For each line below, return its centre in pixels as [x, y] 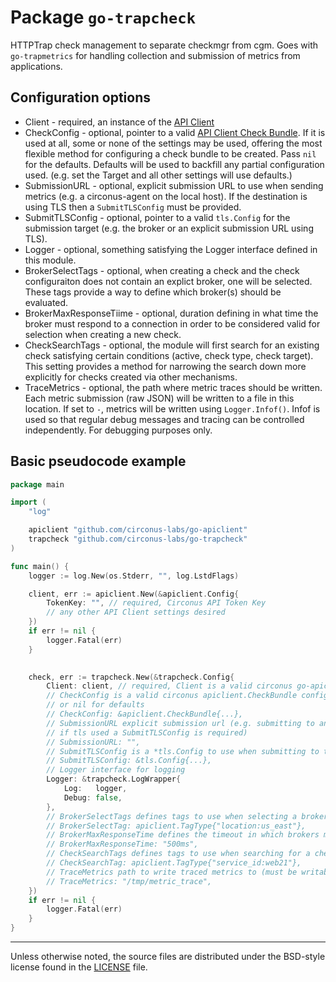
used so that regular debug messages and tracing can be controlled [164, 419]
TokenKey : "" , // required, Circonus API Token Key [156, 603]
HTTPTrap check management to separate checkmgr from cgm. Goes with [164, 45]
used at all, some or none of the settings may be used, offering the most [173, 143]
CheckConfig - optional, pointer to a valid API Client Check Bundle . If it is [175, 132]
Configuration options [81, 97]
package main [37, 484]
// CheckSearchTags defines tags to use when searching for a [178, 854]
